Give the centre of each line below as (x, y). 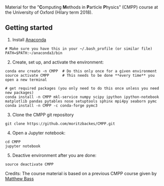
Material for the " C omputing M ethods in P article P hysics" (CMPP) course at (82, 7)
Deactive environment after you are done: (54, 155)
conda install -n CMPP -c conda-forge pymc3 (51, 105)
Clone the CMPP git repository (43, 115)
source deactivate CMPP (29, 164)
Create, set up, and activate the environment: (58, 62)
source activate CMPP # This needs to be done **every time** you (80, 75)
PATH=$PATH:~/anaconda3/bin (34, 53)
